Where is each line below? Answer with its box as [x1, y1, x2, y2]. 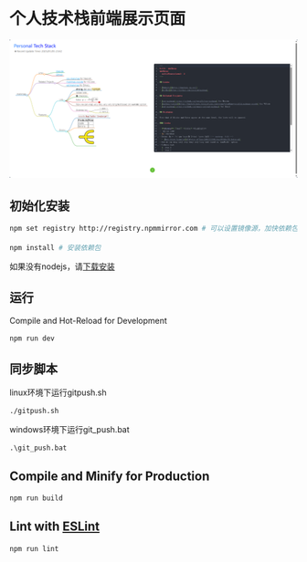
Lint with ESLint [9, 519, 101, 535]
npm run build [9, 494, 64, 503]
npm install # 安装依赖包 [9, 243, 101, 252]
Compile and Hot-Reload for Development [9, 315, 167, 326]
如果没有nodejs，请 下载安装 [9, 261, 116, 272]
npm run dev [9, 334, 55, 343]
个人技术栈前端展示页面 [9, 8, 186, 29]
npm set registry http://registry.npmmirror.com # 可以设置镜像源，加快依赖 [9, 224, 292, 234]
